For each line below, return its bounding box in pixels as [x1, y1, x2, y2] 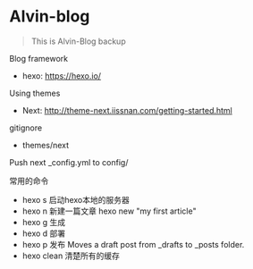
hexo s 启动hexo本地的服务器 [21, 194, 130, 205]
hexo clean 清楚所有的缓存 [21, 250, 121, 261]
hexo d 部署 [21, 228, 66, 239]
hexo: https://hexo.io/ [21, 70, 101, 81]
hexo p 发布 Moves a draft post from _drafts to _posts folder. [21, 239, 245, 249]
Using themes [9, 88, 61, 98]
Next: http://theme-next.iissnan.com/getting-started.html [21, 105, 232, 115]
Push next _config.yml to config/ [9, 156, 129, 167]
